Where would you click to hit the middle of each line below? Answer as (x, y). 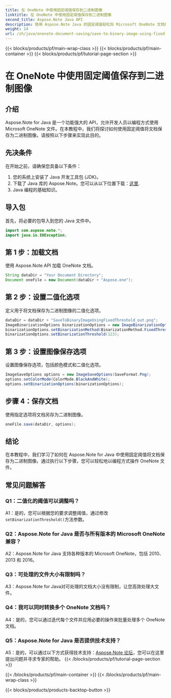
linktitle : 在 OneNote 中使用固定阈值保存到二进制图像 (59, 15)
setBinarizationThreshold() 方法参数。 (46, 519)
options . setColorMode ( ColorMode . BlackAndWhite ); (58, 379)
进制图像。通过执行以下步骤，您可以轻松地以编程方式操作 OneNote (89, 461)
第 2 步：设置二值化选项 (42, 297)
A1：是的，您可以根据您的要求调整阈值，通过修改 (57, 513)
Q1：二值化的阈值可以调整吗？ (42, 501)
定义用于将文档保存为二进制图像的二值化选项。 (54, 310)
